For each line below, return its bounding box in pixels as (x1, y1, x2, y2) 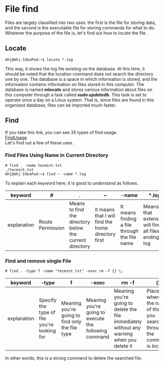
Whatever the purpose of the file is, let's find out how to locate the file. (5, 30, 147, 36)
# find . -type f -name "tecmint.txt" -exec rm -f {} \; (5, 269, 123, 274)
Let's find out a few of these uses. (5, 139, 74, 145)
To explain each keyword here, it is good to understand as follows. (5, 180, 139, 186)
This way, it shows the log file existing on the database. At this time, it (5, 66, 145, 71)
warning (114, 330, 133, 337)
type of (39, 309, 56, 316)
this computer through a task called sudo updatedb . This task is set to (5, 91, 147, 97)
